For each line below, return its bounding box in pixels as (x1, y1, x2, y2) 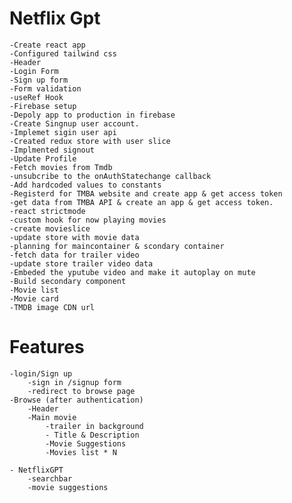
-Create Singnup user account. (9, 118, 140, 129)
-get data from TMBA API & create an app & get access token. (9, 197, 274, 207)
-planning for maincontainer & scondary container (9, 241, 225, 251)
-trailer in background (45, 421, 144, 431)
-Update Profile (9, 153, 77, 164)
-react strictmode (9, 206, 86, 216)
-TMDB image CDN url (9, 302, 96, 312)
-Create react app (9, 40, 86, 50)
